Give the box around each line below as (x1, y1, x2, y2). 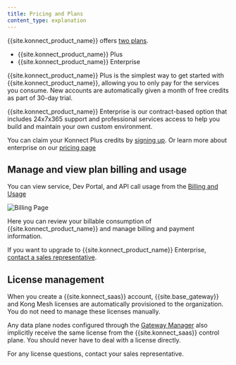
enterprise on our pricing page (7, 143, 97, 151)
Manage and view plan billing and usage (7, 163, 187, 175)
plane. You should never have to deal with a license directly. (7, 336, 181, 345)
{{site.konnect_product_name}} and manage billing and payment (7, 225, 195, 233)
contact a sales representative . (7, 253, 97, 261)
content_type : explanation (7, 17, 87, 24)
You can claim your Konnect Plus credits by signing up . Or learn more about (7, 135, 228, 144)
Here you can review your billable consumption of (7, 217, 152, 225)
